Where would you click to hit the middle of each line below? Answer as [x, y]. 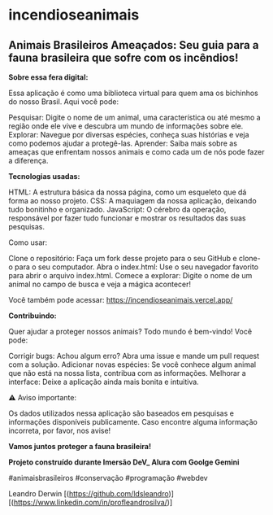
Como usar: [28, 242]
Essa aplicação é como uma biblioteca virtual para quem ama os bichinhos [133, 93]
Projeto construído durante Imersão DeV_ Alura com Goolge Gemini [124, 462]
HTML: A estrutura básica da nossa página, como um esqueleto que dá [128, 192]
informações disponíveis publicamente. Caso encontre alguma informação [133, 422]
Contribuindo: [32, 316]
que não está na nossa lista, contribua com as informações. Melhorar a [127, 373]
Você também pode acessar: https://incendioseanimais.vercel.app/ [121, 300]
